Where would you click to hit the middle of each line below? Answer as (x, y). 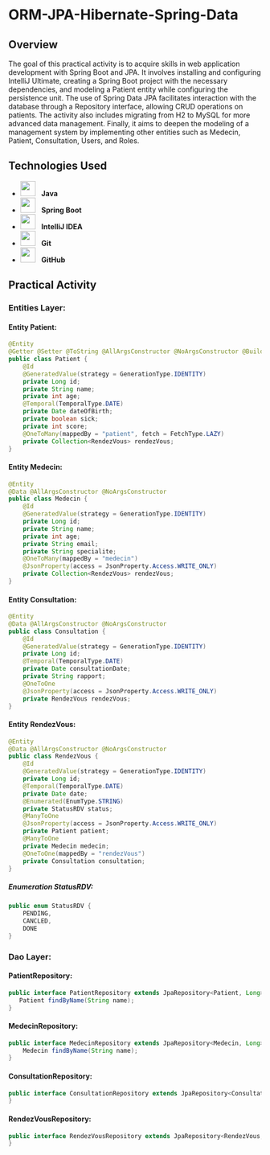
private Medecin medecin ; (66, 846)
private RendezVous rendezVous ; (77, 699)
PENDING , (37, 914)
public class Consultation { (57, 631)
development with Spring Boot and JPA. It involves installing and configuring (135, 72)
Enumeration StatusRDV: (51, 887)
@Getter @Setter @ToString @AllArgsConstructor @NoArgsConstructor (124, 351)
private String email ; (61, 544)
